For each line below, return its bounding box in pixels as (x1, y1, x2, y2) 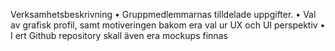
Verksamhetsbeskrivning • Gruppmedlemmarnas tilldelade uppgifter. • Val (10, 9, 317, 20)
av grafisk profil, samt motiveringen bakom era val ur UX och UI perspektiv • (10, 19, 326, 31)
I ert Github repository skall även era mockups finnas (10, 30, 228, 41)
